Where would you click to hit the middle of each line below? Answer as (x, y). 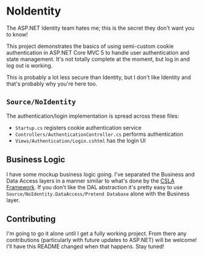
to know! (17, 34)
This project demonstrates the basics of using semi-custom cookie (90, 46)
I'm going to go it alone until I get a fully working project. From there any (97, 234)
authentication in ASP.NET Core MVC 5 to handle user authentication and (98, 52)
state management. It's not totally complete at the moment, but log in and (98, 59)
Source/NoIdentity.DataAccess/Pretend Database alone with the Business (98, 194)
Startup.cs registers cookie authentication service (78, 127)
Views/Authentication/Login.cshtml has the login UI (80, 140)
